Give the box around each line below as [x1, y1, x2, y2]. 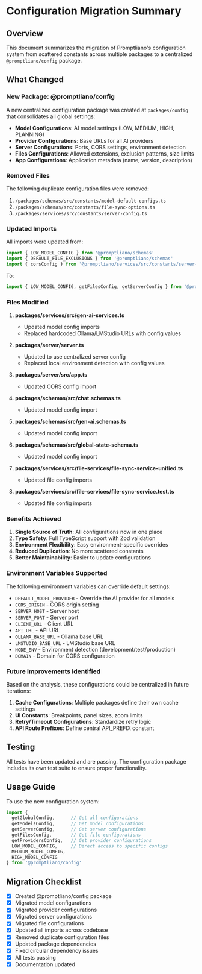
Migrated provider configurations [14, 906, 97, 914]
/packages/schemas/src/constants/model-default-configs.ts [14, 198, 167, 204]
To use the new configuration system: [6, 797, 100, 805]
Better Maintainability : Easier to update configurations [14, 554, 151, 561]
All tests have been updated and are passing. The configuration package [6, 758, 186, 765]
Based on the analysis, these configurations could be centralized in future [6, 680, 189, 688]
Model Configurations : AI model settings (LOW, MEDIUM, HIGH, [14, 124, 175, 131]
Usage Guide [6, 782, 56, 792]
